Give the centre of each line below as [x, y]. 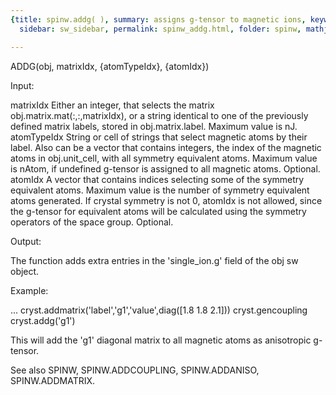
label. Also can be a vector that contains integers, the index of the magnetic [166, 147]
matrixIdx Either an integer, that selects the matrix [112, 105]
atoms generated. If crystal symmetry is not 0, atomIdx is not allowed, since [166, 200]
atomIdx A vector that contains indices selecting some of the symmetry [157, 179]
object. [25, 271]
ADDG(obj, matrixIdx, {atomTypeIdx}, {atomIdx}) [110, 66]
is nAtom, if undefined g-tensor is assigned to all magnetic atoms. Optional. [165, 168]
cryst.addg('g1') [43, 320]
